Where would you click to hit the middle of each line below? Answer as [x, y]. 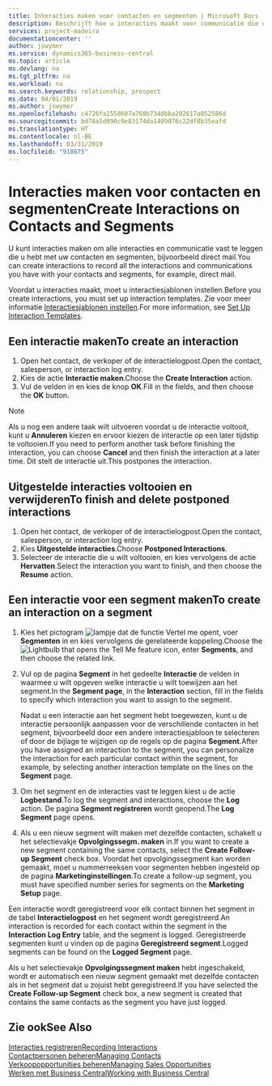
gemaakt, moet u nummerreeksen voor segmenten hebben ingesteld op [140, 867]
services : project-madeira [54, 31]
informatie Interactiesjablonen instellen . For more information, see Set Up [130, 307]
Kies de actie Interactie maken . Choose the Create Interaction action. [136, 378]
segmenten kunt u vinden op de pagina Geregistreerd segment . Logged [128, 943]
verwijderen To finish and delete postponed [119, 499]
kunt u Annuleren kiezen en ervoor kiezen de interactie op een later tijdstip [134, 435]
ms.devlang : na [34, 69]
